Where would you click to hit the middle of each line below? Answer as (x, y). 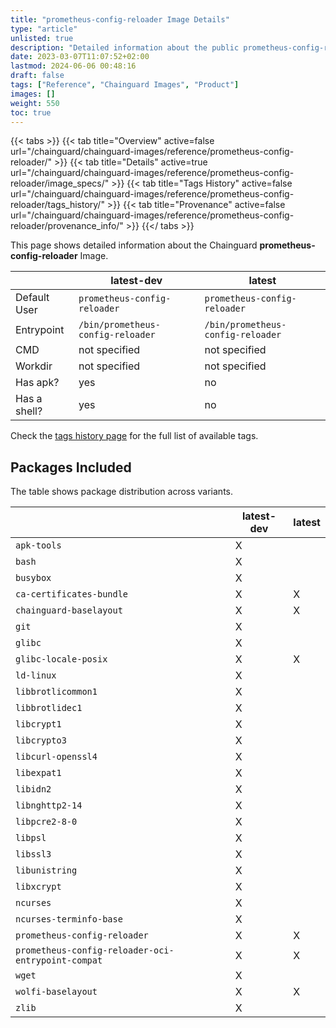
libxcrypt (38, 887)
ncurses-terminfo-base (69, 919)
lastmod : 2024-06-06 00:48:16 (73, 66)
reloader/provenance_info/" (67, 226)
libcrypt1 (38, 724)
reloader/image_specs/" (60, 183)
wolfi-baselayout (56, 992)
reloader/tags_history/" (57, 205)
